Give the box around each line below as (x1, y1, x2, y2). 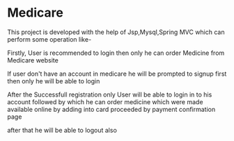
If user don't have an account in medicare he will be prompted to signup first (7, 69, 227, 78)
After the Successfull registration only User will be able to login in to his (7, 90, 212, 99)
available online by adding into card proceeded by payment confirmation (7, 105, 216, 113)
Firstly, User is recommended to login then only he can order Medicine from (7, 49, 225, 57)
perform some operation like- (7, 35, 92, 43)
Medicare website (7, 56, 59, 64)
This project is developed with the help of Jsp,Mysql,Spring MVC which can (7, 28, 225, 36)
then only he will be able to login (7, 76, 100, 85)
